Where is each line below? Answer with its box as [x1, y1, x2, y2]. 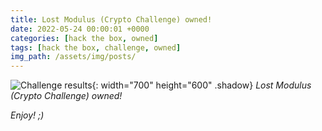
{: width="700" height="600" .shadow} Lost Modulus [91, 79, 312, 91]
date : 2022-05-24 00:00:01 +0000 [10, 24, 150, 34]
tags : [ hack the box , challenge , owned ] [10, 42, 182, 53]
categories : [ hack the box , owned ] [10, 33, 159, 43]
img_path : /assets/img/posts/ [10, 52, 137, 62]
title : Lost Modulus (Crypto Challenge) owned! [10, 14, 213, 25]
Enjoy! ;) [10, 109, 45, 121]
